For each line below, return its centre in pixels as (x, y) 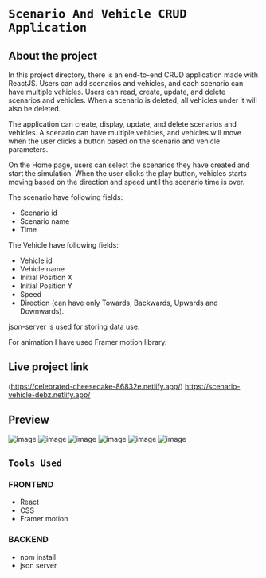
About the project (53, 55)
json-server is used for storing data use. (74, 326)
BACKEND (29, 540)
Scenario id (39, 213)
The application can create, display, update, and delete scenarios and (123, 124)
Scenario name (45, 221)
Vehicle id (36, 260)
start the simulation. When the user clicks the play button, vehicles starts (127, 173)
